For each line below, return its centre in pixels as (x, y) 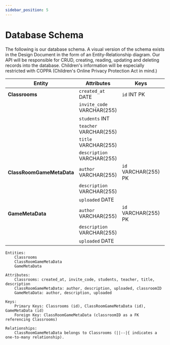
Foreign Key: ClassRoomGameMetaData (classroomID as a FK (77, 315)
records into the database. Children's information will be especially (75, 65)
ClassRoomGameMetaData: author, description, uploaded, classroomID (88, 288)
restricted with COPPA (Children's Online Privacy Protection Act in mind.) (81, 71)
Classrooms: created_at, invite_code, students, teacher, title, (85, 280)
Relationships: (21, 328)
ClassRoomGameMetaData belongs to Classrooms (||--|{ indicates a (86, 333)
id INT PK (133, 94)
